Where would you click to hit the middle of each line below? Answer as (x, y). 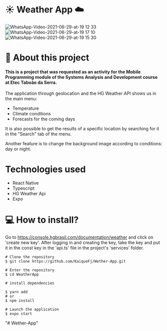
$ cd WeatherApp (22, 275)
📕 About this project (47, 58)
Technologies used (46, 169)
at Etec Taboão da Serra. (31, 82)
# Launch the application (32, 310)
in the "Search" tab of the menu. (38, 134)
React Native (25, 183)
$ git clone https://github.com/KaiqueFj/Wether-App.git (66, 262)
